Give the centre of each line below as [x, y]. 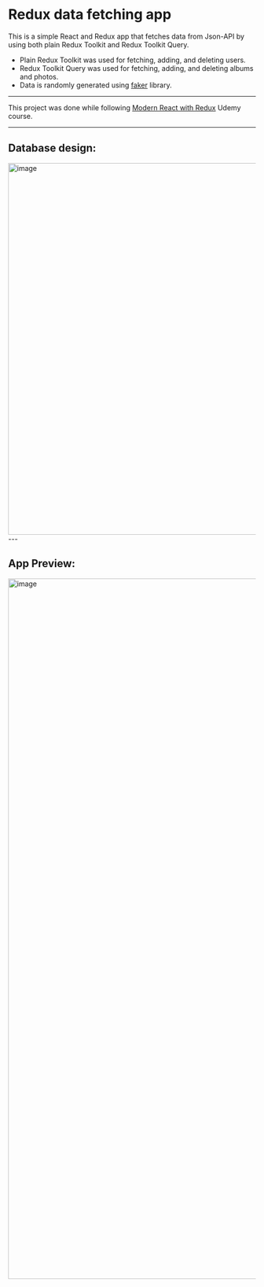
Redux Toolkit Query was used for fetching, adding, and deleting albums [136, 68]
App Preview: [42, 564]
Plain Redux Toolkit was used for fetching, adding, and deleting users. [132, 60]
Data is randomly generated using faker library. [95, 85]
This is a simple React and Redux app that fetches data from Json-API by [126, 36]
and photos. [39, 76]
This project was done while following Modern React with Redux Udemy [125, 107]
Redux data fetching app [90, 15]
